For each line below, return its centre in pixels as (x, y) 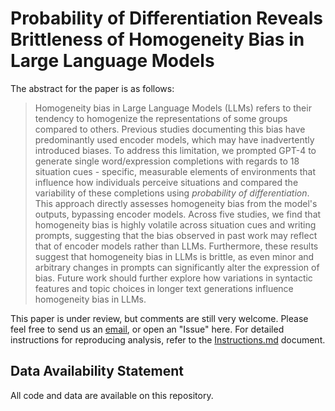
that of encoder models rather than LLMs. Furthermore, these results (176, 246)
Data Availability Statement (97, 371)
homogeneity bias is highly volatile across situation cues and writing (175, 224)
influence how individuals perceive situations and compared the (166, 182)
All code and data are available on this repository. (112, 395)
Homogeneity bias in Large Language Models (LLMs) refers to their (173, 108)
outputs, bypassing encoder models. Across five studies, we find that (178, 214)
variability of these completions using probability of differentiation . (172, 193)
